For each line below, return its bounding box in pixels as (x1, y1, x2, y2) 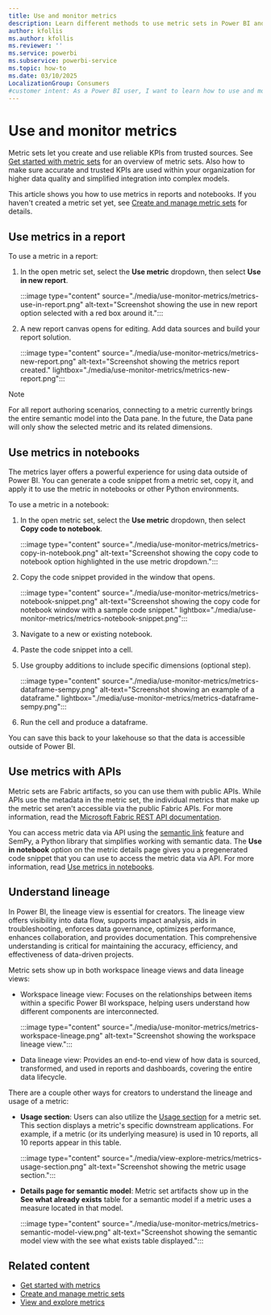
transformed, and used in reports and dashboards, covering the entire (19, 1063, 252, 1073)
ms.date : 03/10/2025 (8, 72, 78, 80)
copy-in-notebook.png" (19, 547, 99, 557)
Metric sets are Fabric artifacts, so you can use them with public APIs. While (8, 786, 262, 796)
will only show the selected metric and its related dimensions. (8, 422, 213, 432)
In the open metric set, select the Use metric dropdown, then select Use (19, 267, 261, 277)
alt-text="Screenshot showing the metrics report (77, 356, 240, 367)
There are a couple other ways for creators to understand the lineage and (8, 1088, 252, 1097)
